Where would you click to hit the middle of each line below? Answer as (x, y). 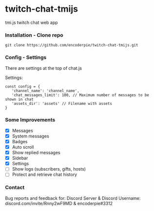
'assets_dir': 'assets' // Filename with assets (62, 103)
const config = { (23, 86)
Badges (20, 141)
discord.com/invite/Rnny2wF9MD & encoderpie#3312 (59, 203)
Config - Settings (26, 58)
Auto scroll (23, 147)
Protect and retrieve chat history (44, 174)
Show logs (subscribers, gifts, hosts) (49, 169)
